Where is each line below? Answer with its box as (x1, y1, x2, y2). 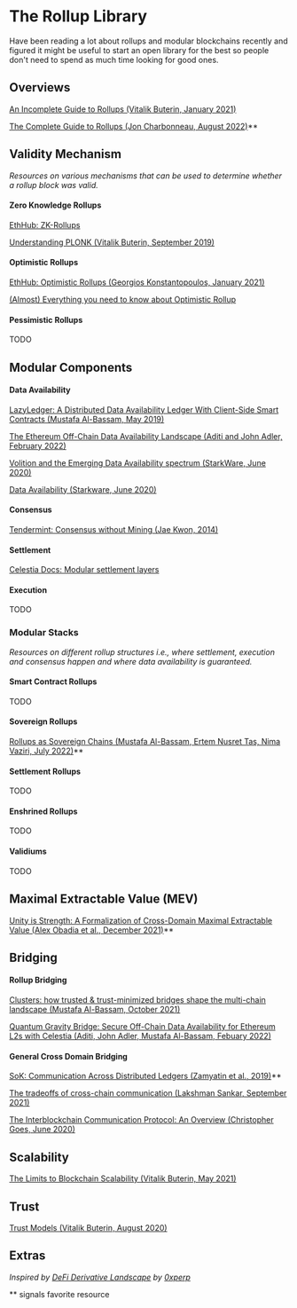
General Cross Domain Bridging (9, 1051, 129, 1061)
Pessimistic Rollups (9, 314, 83, 325)
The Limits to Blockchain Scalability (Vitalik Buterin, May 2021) (9, 1173, 237, 1184)
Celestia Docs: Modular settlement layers (9, 564, 160, 575)
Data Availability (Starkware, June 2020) (9, 484, 157, 494)
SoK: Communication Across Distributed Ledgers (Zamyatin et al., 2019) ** (9, 1071, 282, 1082)
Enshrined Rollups (9, 806, 78, 816)
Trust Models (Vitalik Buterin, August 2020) (9, 1222, 168, 1233)
